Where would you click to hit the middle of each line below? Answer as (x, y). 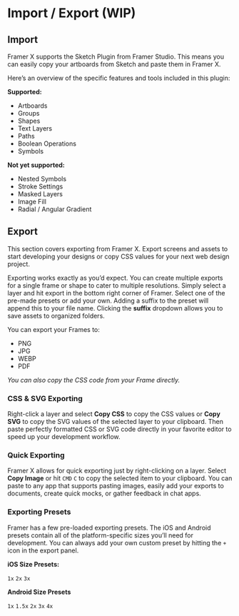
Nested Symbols (42, 179)
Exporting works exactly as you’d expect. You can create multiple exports (115, 278)
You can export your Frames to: (54, 329)
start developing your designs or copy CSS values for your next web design (118, 256)
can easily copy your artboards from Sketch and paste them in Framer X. (114, 64)
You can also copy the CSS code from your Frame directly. (94, 380)
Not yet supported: (36, 165)
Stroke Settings (40, 186)
